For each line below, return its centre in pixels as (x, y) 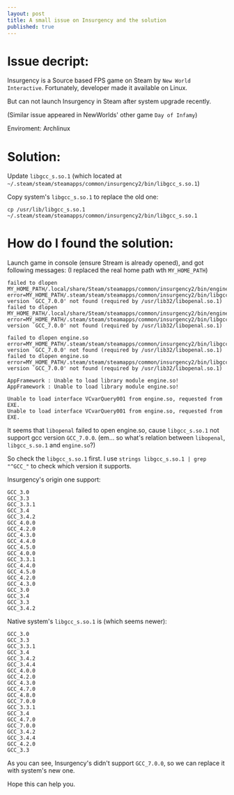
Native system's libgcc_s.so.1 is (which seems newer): (87, 621)
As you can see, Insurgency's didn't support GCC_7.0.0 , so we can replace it (116, 763)
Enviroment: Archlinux (39, 128)
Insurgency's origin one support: (54, 480)
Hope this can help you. (41, 784)
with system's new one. (41, 771)
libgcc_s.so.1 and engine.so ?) (52, 445)
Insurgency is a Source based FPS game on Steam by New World (99, 80)
